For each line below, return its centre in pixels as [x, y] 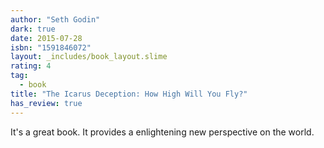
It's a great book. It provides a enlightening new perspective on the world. [162, 132]
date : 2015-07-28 [46, 38]
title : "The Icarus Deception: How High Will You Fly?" [129, 94]
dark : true [33, 29]
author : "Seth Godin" [55, 19]
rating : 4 [31, 66]
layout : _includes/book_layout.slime [89, 57]
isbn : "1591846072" [51, 47]
